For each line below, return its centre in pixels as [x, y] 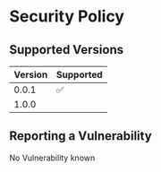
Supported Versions [66, 50]
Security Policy [67, 17]
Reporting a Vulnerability [80, 136]
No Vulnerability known [52, 158]
